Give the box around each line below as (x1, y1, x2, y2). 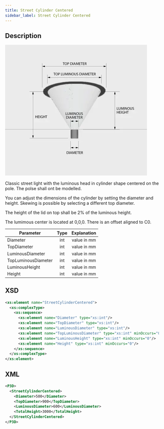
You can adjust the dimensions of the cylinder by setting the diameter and (5, 195, 154, 201)
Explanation (71, 230, 97, 236)
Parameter (19, 230, 41, 236)
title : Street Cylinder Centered (5, 8, 73, 13)
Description (5, 32, 41, 40)
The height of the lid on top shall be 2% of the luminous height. (5, 210, 132, 215)
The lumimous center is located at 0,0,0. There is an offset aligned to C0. (5, 219, 152, 225)
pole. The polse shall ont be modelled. (5, 186, 82, 192)
